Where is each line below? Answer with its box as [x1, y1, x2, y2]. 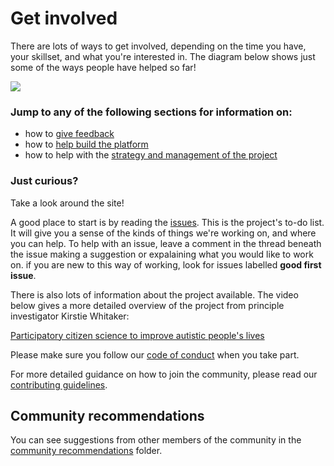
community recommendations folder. [10, 445, 163, 457]
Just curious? [10, 174, 79, 188]
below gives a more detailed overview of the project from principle [10, 299, 285, 311]
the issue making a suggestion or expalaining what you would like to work [10, 248, 314, 260]
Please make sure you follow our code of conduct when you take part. [10, 348, 300, 361]
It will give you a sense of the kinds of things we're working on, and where [10, 227, 317, 239]
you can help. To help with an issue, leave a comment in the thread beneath [10, 237, 322, 249]
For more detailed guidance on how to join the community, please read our [10, 368, 318, 380]
